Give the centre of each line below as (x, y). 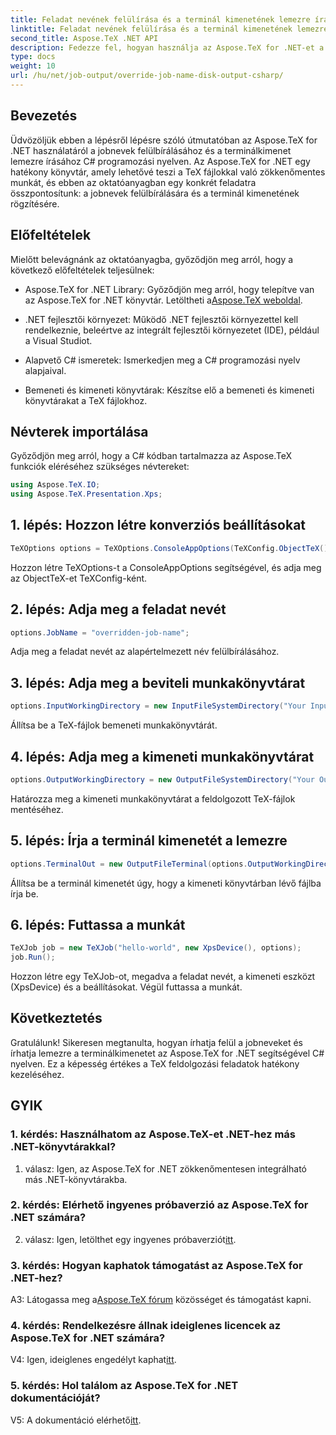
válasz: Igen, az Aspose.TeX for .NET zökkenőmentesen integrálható (165, 1168)
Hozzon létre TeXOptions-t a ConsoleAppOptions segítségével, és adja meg (166, 567)
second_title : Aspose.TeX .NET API (84, 38)
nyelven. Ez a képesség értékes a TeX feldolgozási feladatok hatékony (155, 1063)
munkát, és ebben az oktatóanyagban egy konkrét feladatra (133, 182)
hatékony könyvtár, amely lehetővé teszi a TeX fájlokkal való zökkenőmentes (168, 172)
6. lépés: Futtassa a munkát (98, 924)
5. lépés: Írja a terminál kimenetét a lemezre (149, 841)
